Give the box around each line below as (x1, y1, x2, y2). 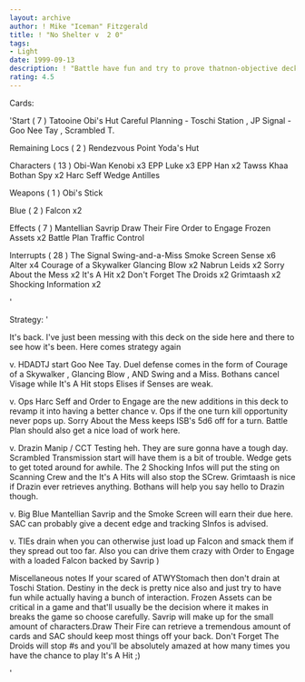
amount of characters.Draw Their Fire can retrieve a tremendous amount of (9, 620, 291, 632)
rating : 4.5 (9, 73, 54, 82)
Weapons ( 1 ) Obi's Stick (9, 187, 103, 198)
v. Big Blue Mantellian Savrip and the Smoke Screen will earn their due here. (9, 508, 293, 519)
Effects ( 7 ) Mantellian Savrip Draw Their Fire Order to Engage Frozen (9, 222, 271, 233)
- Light (9, 47, 39, 56)
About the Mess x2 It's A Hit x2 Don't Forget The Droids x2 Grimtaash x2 (9, 269, 281, 280)
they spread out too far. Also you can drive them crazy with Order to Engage (9, 545, 295, 556)
